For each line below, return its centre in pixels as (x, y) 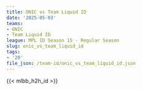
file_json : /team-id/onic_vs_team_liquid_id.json (71, 63)
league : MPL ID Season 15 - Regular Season (63, 40)
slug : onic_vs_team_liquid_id (45, 47)
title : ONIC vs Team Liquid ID (46, 12)
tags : (13, 52)
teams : (15, 23)
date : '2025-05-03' (31, 18)
